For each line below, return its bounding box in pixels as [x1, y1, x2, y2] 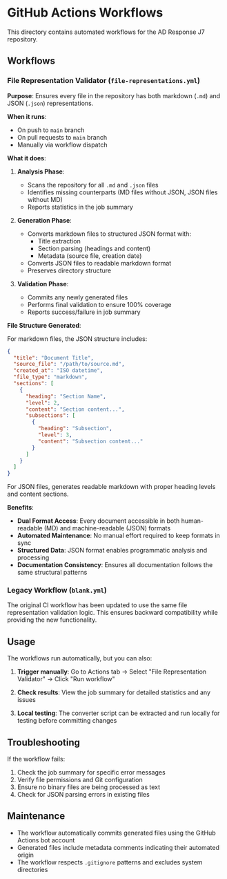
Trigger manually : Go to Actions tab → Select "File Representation [17, 667, 207, 676]
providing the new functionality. [7, 616, 97, 624]
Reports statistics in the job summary [27, 203, 133, 211]
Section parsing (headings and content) [37, 244, 151, 252]
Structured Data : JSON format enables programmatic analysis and [17, 546, 208, 555]
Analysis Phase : [17, 167, 65, 176]
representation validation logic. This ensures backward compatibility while [7, 609, 219, 617]
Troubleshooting [7, 737, 81, 748]
